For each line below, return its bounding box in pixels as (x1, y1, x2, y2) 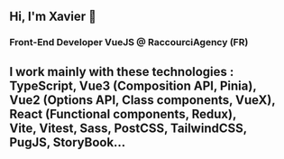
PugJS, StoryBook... (9, 135, 126, 150)
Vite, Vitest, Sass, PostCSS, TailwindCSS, (9, 120, 248, 136)
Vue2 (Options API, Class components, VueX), (9, 92, 277, 108)
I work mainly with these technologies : (9, 64, 234, 79)
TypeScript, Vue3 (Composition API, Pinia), (9, 78, 257, 93)
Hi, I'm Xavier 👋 (9, 9, 97, 24)
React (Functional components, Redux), (9, 106, 237, 122)
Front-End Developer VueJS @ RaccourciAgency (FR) (9, 36, 249, 49)
